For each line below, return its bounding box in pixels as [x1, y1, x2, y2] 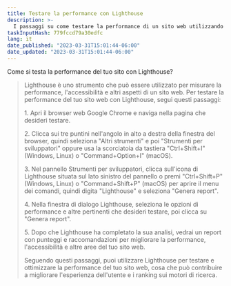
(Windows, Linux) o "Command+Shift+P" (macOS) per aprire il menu [23, 179, 219, 187]
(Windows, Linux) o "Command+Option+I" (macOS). [23, 151, 173, 159]
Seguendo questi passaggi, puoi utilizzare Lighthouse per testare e [23, 256, 215, 264]
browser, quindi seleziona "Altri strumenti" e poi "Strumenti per [23, 136, 203, 145]
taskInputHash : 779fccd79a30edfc [7, 29, 103, 37]
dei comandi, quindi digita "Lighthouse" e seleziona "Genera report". [23, 187, 219, 195]
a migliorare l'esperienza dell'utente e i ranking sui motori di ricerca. [23, 270, 217, 279]
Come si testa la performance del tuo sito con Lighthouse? [7, 67, 174, 76]
